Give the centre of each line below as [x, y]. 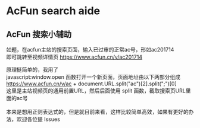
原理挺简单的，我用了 [32, 70]
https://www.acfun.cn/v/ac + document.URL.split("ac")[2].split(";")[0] [91, 84]
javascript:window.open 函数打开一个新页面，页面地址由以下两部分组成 [93, 77]
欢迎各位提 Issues [38, 119]
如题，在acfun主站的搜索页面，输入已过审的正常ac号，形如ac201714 [90, 49]
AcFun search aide [53, 11]
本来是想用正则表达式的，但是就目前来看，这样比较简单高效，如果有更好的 [97, 112]
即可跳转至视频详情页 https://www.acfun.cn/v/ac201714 [74, 57]
